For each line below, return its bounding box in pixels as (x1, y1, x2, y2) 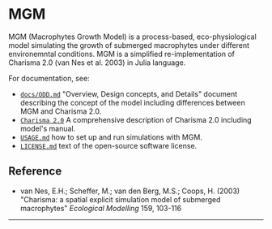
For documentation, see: (8, 73, 91, 83)
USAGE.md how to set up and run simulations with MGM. (19, 132, 202, 142)
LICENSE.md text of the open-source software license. (19, 140, 198, 150)
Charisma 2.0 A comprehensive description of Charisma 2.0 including (19, 114, 253, 124)
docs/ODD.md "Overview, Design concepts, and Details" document (19, 89, 238, 98)
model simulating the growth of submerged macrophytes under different (8, 40, 249, 50)
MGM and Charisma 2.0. (19, 106, 102, 116)
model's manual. (19, 123, 76, 133)
